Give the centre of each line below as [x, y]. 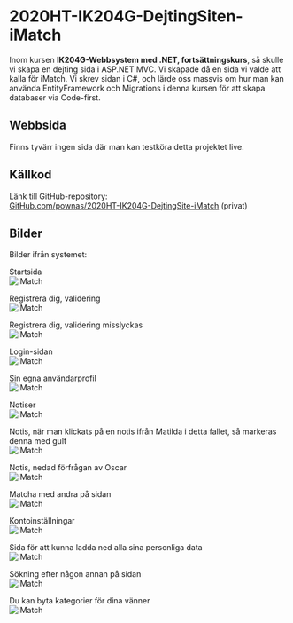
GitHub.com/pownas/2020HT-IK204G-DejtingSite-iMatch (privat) [128, 205]
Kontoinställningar [42, 521]
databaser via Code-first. [55, 97]
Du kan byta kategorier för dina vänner [80, 601]
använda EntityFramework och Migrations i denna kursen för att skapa [137, 88]
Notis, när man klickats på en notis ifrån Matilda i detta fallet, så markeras [143, 431]
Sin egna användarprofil [53, 378]
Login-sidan [31, 351]
